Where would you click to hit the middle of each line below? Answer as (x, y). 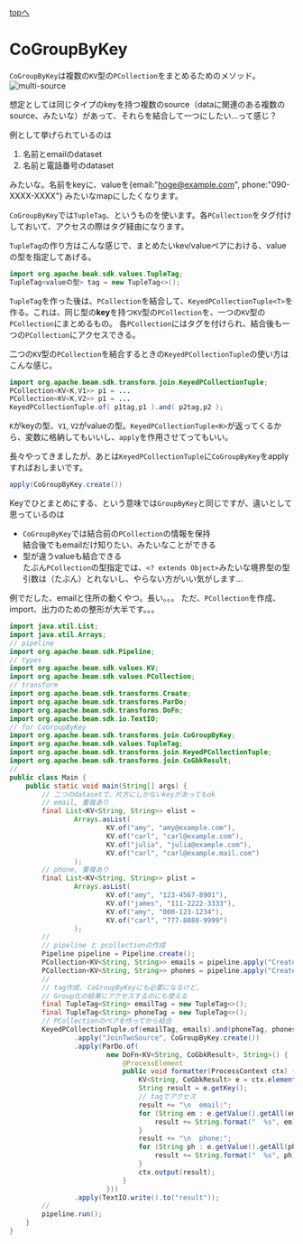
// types (26, 660)
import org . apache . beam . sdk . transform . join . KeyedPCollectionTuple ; (139, 382)
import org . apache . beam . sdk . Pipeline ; (82, 651)
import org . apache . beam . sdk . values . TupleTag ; (96, 744)
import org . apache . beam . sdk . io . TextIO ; (84, 719)
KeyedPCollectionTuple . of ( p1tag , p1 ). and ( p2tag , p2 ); (116, 407)
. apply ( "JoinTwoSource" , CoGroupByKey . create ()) (166, 1038)
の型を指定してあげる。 (53, 257)
